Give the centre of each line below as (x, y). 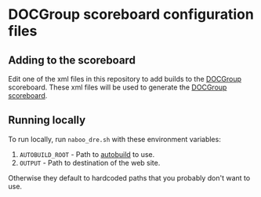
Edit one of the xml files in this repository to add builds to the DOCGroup (125, 79)
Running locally (47, 120)
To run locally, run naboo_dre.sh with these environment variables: (114, 139)
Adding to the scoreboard (72, 60)
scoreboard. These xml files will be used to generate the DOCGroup (118, 87)
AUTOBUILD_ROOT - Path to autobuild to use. (87, 154)
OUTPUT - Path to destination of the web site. (90, 162)
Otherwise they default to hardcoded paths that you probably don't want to (129, 177)
